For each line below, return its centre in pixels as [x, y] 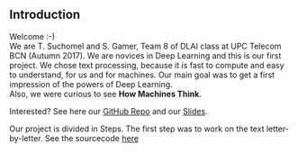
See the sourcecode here [92, 138]
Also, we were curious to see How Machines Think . [106, 94]
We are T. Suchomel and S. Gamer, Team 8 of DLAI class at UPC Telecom [145, 46]
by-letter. [26, 138]
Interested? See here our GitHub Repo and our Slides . [109, 111]
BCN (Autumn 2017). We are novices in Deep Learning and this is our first [145, 55]
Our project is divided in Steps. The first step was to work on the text [137, 129]
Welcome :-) [32, 36]
